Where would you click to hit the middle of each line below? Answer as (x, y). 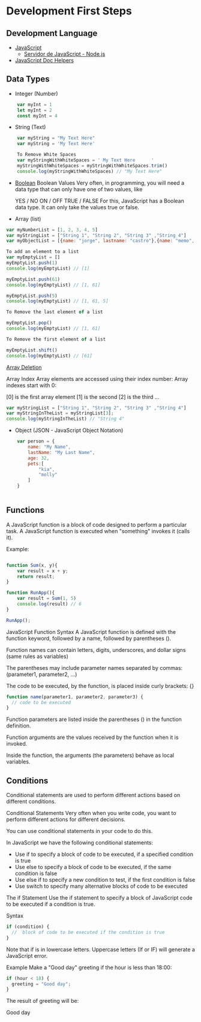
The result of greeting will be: (43, 1001)
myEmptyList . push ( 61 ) (33, 279)
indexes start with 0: (31, 385)
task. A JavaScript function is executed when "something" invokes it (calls (98, 531)
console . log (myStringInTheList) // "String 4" (65, 419)
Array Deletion (24, 367)
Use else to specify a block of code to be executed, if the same (93, 867)
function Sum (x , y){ (32, 565)
